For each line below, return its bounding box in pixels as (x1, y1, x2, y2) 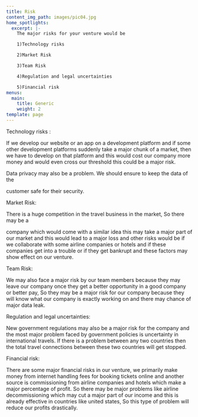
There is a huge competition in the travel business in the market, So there (6, 210, 185, 217)
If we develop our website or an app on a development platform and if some (6, 139, 191, 146)
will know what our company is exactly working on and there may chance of (6, 295, 191, 302)
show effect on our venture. (6, 253, 74, 261)
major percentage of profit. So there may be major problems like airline (6, 385, 179, 392)
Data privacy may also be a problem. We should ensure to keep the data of (6, 169, 188, 177)
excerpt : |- (11, 25, 41, 31)
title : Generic (17, 101, 54, 107)
